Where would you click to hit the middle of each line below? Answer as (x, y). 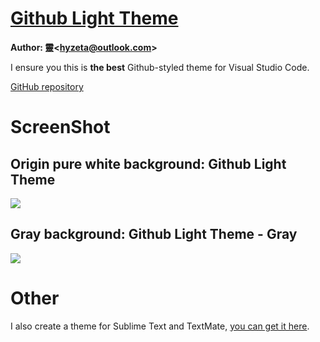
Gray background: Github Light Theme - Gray (154, 234)
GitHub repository (47, 86)
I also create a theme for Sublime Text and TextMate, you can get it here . (160, 326)
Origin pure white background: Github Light (148, 163)
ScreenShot (60, 127)
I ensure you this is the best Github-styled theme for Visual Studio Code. (160, 67)
